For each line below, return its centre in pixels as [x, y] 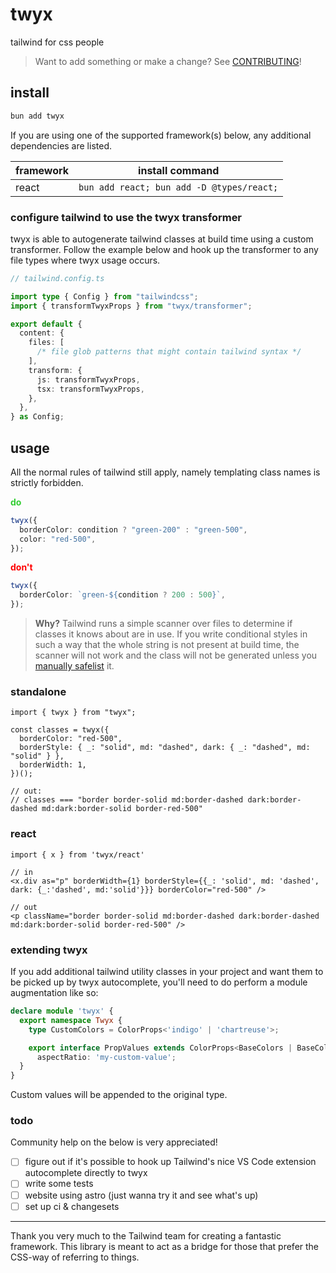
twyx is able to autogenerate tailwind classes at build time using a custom [162, 239]
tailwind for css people [57, 42]
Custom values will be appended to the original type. [119, 1095]
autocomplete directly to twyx [86, 1173]
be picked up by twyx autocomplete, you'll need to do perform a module [159, 982]
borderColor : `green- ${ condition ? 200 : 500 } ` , [122, 595]
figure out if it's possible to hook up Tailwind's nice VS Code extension [170, 1162]
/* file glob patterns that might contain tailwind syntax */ [169, 352]
